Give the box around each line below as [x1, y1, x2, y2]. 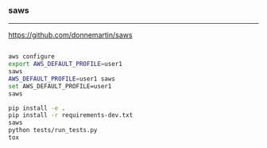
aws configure [8, 53, 56, 60]
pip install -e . [8, 104, 66, 112]
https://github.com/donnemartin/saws [8, 30, 133, 40]
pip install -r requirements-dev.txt [8, 111, 133, 119]
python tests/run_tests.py [8, 127, 98, 134]
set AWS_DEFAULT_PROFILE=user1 [8, 82, 112, 90]
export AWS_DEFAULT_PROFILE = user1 [8, 60, 123, 68]
